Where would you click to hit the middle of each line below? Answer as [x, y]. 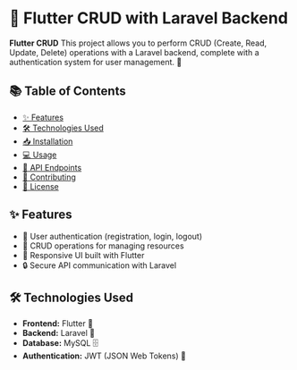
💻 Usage [39, 155]
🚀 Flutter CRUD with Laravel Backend [149, 18]
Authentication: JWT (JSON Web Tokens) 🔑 [104, 356]
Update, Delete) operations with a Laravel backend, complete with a [134, 52]
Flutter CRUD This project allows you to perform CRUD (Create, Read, [138, 43]
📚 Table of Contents [68, 92]
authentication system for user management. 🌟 [96, 62]
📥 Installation [47, 141]
